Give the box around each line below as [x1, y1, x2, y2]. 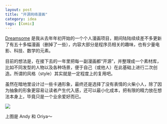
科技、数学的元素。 [13, 48, 53, 54]
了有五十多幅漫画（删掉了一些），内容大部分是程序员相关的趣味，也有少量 [5, 42, 156, 48]
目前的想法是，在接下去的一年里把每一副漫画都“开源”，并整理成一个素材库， [5, 58, 162, 64]
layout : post [5, 7, 32, 12]
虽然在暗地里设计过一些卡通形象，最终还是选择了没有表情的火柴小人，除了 [5, 81, 158, 87]
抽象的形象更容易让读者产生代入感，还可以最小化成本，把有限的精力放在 [9, 87, 158, 93]
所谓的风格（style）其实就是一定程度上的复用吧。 [13, 70, 115, 77]
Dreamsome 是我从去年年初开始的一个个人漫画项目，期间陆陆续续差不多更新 [5, 35, 162, 41]
